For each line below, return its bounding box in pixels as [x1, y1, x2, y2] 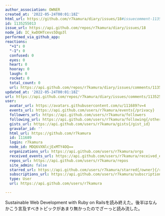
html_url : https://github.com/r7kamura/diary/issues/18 [5, 16, 122, 21]
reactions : [5, 39, 27, 44]
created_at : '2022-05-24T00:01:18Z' [5, 12, 80, 17]
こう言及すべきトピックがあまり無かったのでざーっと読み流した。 [9, 205, 143, 212]
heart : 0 [9, 62, 27, 67]
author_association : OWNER [5, 7, 60, 12]
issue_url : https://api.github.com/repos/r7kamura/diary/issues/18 [5, 26, 146, 31]
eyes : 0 [9, 58, 26, 62]
